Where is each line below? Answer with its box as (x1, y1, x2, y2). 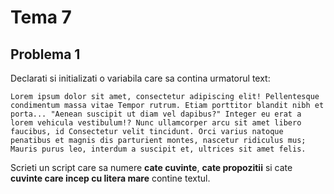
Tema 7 (10, 6, 72, 29)
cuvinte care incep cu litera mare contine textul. (10, 172, 211, 184)
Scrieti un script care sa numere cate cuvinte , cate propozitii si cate (10, 162, 293, 173)
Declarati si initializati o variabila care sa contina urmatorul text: (10, 72, 271, 84)
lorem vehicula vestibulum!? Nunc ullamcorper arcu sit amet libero (10, 118, 302, 128)
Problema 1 (10, 46, 81, 63)
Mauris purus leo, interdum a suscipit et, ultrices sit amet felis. (10, 144, 307, 154)
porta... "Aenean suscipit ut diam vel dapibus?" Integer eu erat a (10, 109, 302, 119)
